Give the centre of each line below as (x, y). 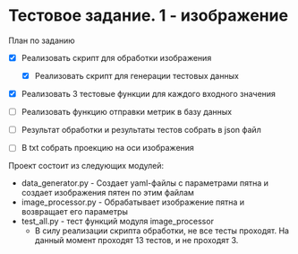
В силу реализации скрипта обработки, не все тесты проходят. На (162, 231)
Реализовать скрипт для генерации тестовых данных (136, 76)
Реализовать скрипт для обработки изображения (116, 57)
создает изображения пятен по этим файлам (107, 193)
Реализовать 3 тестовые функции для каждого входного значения (149, 94)
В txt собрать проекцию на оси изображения (107, 148)
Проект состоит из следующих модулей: (86, 166)
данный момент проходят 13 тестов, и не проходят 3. (136, 241)
